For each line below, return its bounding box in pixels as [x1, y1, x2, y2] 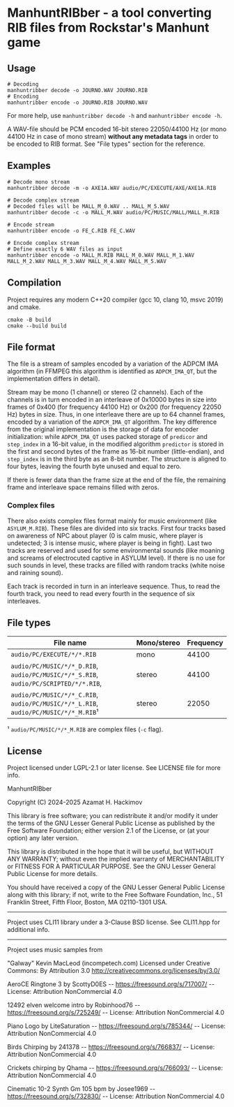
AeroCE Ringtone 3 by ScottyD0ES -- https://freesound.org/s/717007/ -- [7, 980, 214, 988]
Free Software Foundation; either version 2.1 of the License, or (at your [7, 826, 210, 835]
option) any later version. [7, 834, 79, 842]
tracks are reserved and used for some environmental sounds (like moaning [7, 546, 225, 554]
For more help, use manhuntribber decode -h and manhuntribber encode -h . [7, 112, 223, 119]
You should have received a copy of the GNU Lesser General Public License [7, 883, 225, 891]
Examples [7, 160, 51, 172]
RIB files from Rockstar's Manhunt [7, 20, 210, 36]
